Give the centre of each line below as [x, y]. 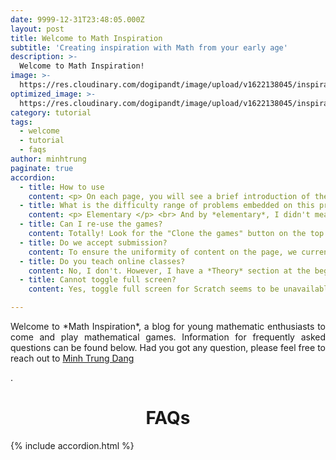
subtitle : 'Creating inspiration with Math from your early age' [149, 47]
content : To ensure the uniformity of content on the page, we [163, 252]
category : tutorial [51, 112]
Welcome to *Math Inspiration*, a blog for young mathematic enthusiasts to [168, 326]
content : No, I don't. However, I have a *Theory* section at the [169, 271]
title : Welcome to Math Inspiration [86, 38]
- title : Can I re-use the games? [91, 224]
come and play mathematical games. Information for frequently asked [168, 337]
